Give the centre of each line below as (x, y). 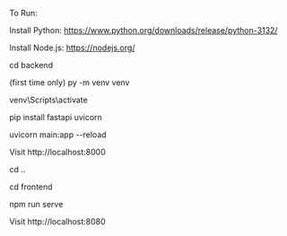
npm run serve (36, 204)
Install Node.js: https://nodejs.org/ (72, 48)
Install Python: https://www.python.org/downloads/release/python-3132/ (143, 30)
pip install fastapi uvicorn (56, 117)
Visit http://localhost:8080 (57, 222)
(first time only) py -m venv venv (70, 83)
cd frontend (31, 187)
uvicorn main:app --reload (58, 135)
